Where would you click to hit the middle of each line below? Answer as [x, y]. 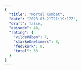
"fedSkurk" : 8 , [29, 46]
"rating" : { [21, 33]
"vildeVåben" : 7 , [31, 37]
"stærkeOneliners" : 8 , [37, 42]
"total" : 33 [26, 51]
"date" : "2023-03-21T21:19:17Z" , [43, 19]
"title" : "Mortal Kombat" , [37, 14]
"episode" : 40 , [25, 28]
